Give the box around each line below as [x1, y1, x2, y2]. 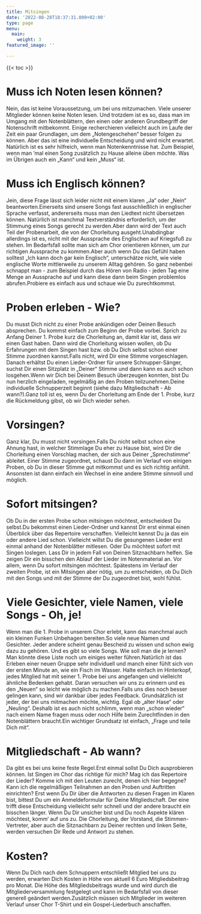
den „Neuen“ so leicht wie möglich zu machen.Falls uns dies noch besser [6, 685, 188, 693]
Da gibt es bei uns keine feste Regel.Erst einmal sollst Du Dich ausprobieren [6, 765, 194, 772]
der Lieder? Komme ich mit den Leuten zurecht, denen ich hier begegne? [6, 777, 187, 784]
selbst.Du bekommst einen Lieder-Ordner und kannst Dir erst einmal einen [6, 523, 190, 531]
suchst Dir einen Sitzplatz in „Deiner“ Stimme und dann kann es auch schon [6, 365, 193, 372]
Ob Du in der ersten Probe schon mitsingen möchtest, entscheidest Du [6, 517, 181, 524]
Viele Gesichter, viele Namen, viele [6, 595, 184, 609]
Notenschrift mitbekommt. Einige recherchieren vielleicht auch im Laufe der [6, 124, 193, 131]
